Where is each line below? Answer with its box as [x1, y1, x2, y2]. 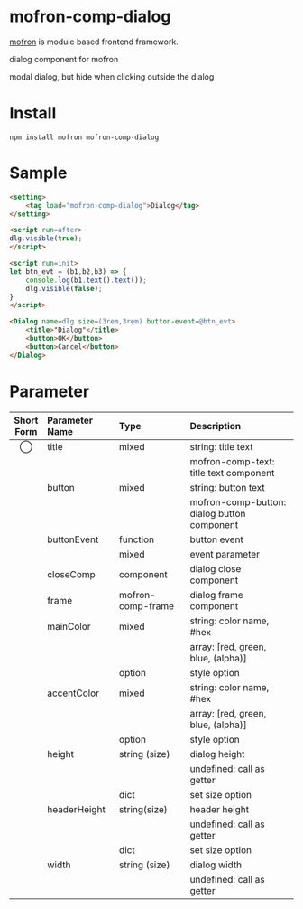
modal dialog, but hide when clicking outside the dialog [9, 70, 215, 82]
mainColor [46, 620, 92, 633]
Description [189, 419, 242, 432]
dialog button [189, 507, 246, 520]
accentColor [46, 687, 99, 699]
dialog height [189, 747, 245, 760]
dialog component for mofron [9, 53, 119, 64]
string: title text [189, 440, 253, 453]
